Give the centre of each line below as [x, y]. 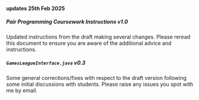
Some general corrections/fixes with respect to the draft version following [97, 78]
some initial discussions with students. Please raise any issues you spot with [100, 84]
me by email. [22, 90]
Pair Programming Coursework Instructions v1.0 [67, 22]
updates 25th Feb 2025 [36, 8]
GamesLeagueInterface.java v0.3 [46, 63]
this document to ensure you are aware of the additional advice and [89, 43]
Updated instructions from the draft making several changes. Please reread [98, 37]
